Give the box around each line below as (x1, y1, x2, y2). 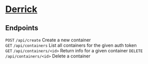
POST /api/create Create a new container (5, 37, 91, 43)
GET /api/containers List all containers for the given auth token (5, 42, 137, 48)
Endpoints (5, 24, 39, 32)
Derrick (5, 4, 38, 15)
